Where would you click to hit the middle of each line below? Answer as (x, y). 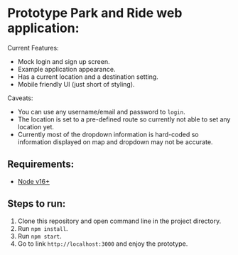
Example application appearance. (66, 69)
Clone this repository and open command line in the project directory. (119, 221)
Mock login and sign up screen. (64, 61)
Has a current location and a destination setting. (88, 77)
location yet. (36, 126)
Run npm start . (39, 236)
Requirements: (41, 164)
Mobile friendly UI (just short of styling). (76, 84)
